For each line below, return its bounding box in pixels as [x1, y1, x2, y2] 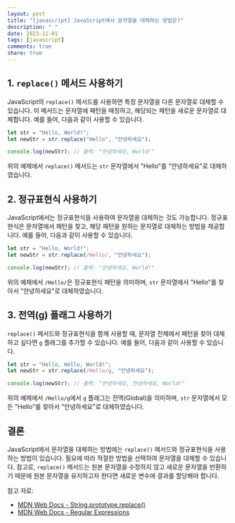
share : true [7, 50, 42, 57]
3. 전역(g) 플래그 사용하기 [7, 309, 113, 321]
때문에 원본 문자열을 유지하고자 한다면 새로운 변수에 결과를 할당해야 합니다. [14, 472, 220, 479]
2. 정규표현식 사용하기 [7, 193, 97, 205]
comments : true [7, 43, 52, 50]
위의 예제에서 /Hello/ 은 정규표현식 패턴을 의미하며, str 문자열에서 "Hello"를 [7, 277, 217, 286]
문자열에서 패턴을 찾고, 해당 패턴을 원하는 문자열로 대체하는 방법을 [25, 222, 206, 231]
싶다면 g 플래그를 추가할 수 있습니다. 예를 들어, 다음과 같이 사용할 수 [20, 338, 205, 346]
